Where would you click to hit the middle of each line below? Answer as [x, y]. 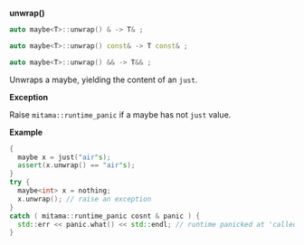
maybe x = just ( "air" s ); [64, 157]
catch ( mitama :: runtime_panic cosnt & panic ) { [105, 216]
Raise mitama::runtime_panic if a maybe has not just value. [120, 114]
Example [26, 132]
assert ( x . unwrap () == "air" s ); [76, 165]
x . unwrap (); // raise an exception [85, 199]
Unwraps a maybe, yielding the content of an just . [104, 80]
